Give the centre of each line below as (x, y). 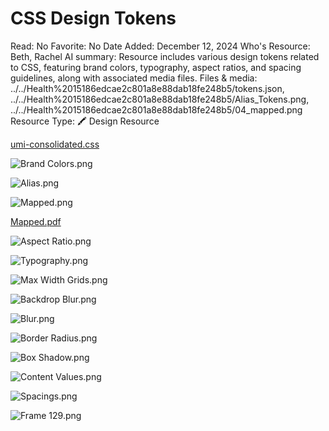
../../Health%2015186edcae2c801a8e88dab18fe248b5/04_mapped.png (156, 109)
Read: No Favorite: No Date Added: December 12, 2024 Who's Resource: (160, 46)
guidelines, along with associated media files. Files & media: (134, 78)
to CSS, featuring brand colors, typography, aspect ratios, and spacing (156, 67)
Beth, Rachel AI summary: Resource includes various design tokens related (165, 56)
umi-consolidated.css (55, 144)
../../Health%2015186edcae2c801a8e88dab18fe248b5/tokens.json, (147, 88)
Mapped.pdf (36, 221)
